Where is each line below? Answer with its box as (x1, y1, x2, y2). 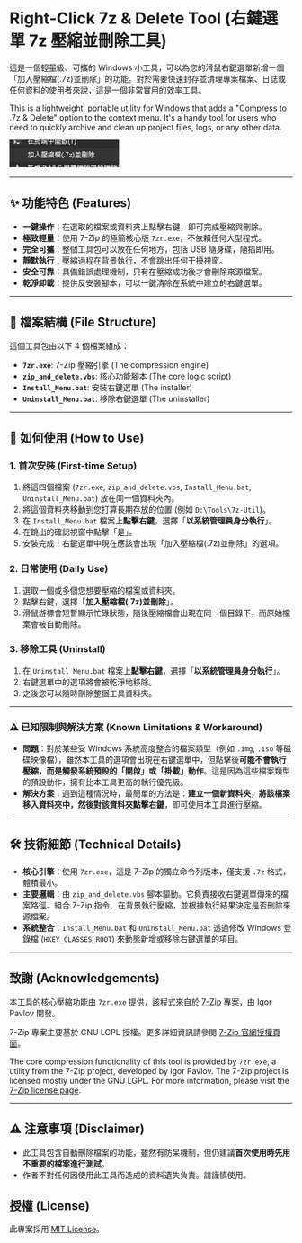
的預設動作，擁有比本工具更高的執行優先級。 (22, 777, 189, 788)
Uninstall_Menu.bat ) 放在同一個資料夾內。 (22, 493, 180, 504)
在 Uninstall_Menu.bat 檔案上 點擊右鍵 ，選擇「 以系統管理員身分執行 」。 (22, 665, 285, 675)
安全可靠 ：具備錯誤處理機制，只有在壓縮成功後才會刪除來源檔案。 (22, 266, 267, 277)
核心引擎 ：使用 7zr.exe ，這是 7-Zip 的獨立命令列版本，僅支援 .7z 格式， (22, 865, 291, 877)
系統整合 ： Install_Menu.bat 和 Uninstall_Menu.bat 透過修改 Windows (22, 922, 281, 933)
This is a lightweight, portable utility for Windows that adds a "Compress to (9, 103, 288, 113)
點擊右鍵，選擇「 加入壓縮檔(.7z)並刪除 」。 (22, 595, 178, 607)
